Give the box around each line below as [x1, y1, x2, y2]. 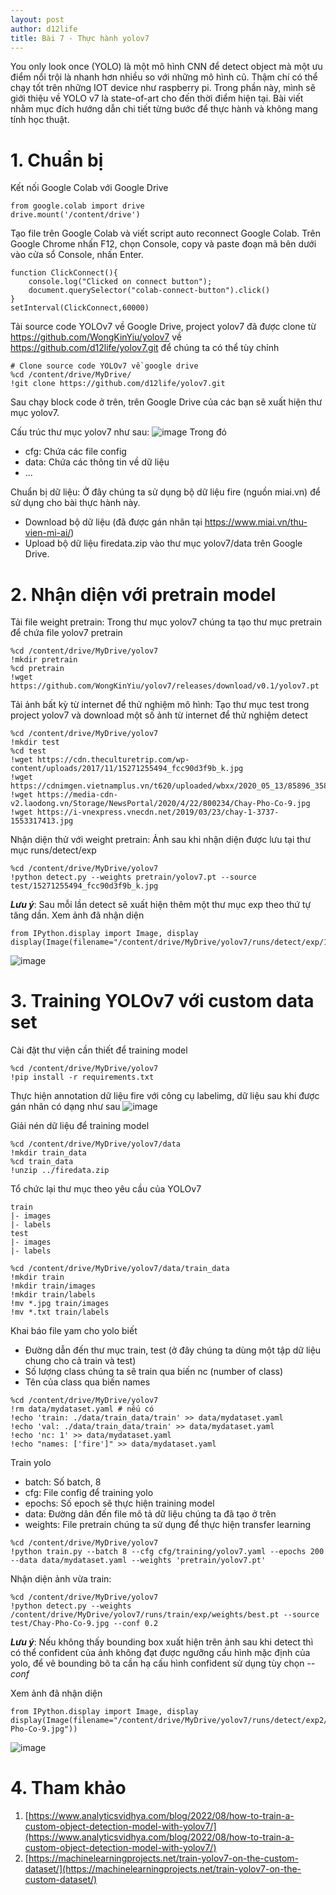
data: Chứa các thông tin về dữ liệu [24, 456, 170, 468]
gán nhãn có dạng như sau [10, 1101, 121, 1113]
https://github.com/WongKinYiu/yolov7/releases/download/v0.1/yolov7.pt [10, 681, 320, 691]
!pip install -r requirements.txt [10, 1072, 155, 1083]
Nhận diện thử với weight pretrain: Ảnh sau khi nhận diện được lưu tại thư [10, 834, 311, 846]
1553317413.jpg [10, 816, 74, 826]
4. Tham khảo [10, 1777, 127, 1800]
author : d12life [10, 24, 78, 34]
